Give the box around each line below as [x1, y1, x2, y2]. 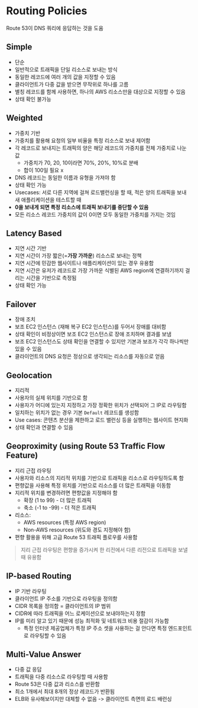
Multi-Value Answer [6, 649, 82, 659]
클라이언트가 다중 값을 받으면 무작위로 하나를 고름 [14, 81, 129, 88]
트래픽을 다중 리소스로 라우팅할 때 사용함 [14, 673, 108, 680]
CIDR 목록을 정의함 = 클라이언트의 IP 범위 [14, 602, 111, 609]
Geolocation [6, 370, 52, 380]
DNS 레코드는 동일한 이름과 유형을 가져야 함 [14, 173, 116, 181]
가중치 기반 [14, 129, 41, 137]
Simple [6, 42, 33, 52]
